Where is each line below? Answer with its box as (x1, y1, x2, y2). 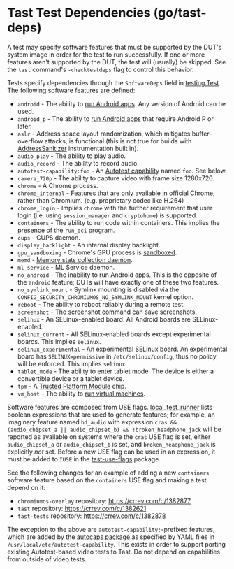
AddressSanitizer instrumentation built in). (17, 144, 139, 152)
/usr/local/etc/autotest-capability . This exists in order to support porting (7, 540, 226, 548)
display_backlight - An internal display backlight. (17, 240, 161, 249)
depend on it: (7, 483, 45, 491)
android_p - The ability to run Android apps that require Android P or (17, 114, 214, 123)
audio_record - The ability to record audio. (17, 159, 140, 167)
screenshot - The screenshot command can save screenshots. (17, 308, 198, 316)
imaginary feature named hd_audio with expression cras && (7, 417, 177, 426)
